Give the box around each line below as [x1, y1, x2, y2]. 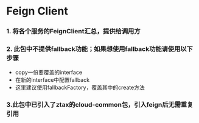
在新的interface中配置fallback [15, 76, 90, 84]
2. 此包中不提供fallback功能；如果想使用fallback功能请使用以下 [6, 45, 193, 53]
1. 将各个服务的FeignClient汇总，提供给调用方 [6, 27, 141, 36]
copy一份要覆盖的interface [15, 68, 83, 76]
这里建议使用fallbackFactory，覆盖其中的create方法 [15, 84, 145, 91]
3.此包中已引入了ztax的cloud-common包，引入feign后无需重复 [6, 101, 194, 109]
